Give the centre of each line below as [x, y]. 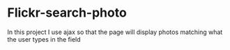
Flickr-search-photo [67, 13]
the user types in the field [44, 39]
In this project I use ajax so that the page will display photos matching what [115, 32]
